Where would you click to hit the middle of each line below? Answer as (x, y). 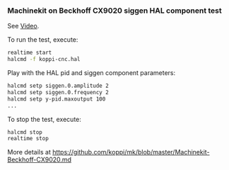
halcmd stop (25, 132)
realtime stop (28, 139)
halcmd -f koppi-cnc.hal (44, 59)
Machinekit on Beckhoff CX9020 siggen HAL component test (114, 11)
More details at (29, 152)
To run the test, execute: (43, 40)
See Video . (23, 26)
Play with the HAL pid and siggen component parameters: (92, 73)
